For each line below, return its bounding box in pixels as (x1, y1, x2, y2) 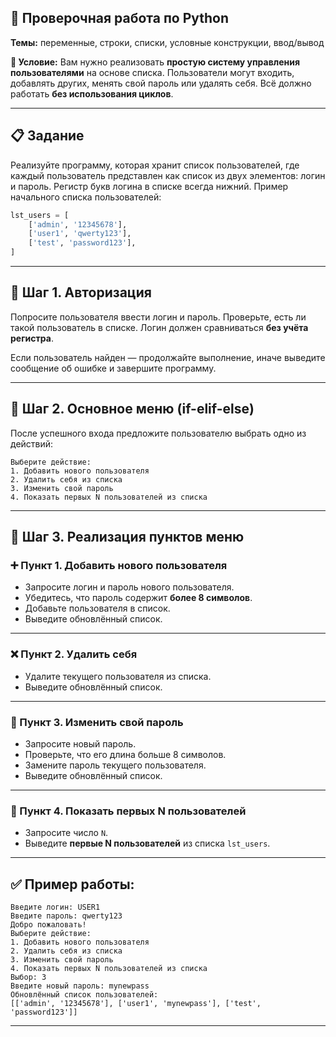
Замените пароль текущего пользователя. (24, 759, 207, 771)
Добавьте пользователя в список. (24, 602, 171, 615)
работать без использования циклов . (10, 87, 174, 100)
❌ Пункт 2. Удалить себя (10, 647, 138, 661)
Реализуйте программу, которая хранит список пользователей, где (10, 159, 300, 171)
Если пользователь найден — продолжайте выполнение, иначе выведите (10, 351, 326, 363)
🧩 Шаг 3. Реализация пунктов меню (10, 529, 245, 546)
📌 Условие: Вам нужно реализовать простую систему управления (10, 56, 301, 68)
